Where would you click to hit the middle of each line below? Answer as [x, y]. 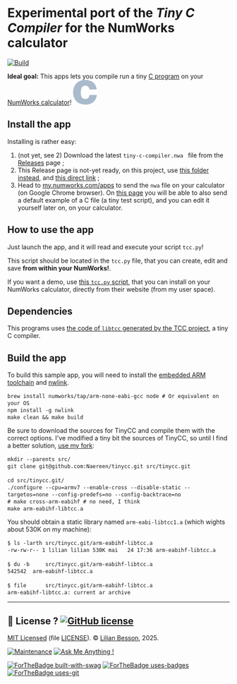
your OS [19, 404]
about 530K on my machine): [49, 529]
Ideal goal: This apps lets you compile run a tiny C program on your [105, 76]
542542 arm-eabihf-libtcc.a [50, 572]
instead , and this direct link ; [59, 177]
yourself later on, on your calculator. [70, 208]
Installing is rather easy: [42, 141]
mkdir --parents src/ [39, 460]
